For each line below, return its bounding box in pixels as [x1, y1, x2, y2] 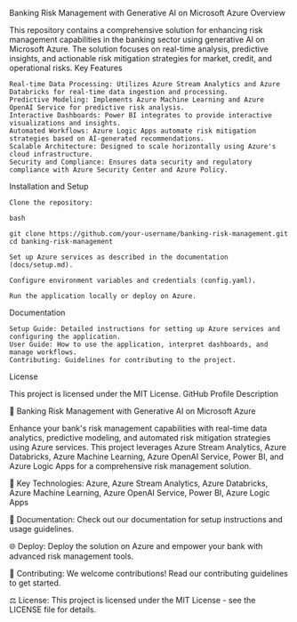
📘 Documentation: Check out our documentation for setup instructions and [9, 514, 283, 524]
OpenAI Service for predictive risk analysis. [9, 103, 185, 112]
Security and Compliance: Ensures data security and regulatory [9, 158, 253, 166]
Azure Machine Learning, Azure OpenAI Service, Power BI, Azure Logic [9, 488, 270, 497]
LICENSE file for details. [9, 604, 97, 615]
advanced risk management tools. [9, 551, 134, 561]
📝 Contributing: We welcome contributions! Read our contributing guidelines [9, 569, 289, 578]
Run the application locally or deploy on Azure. [9, 292, 197, 301]
